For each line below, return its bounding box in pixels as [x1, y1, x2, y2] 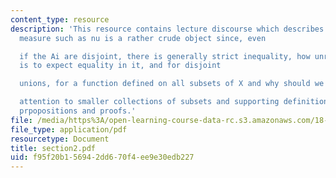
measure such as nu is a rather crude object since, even [19, 33, 267, 43]
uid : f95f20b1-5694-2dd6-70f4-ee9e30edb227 [10, 152, 195, 163]
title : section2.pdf [10, 143, 97, 153]
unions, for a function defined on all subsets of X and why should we [19, 79, 325, 89]
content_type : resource [10, 14, 110, 25]
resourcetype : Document [10, 134, 110, 144]
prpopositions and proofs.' [19, 106, 137, 116]
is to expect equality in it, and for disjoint [19, 61, 222, 71]
